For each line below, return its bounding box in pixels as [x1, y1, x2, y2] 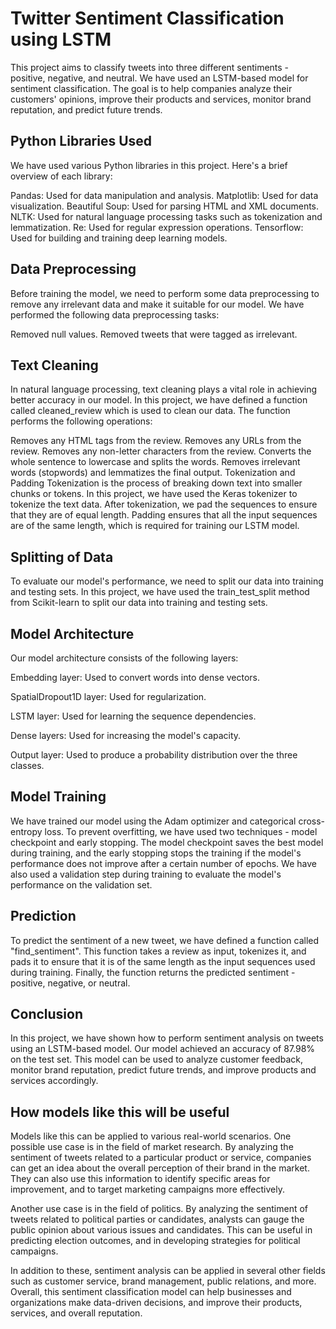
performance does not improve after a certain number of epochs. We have [10, 857, 317, 869]
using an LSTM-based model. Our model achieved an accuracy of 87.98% [10, 1043, 316, 1055]
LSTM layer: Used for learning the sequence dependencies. [10, 710, 257, 722]
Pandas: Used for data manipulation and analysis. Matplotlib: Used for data [10, 189, 319, 201]
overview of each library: [10, 170, 113, 182]
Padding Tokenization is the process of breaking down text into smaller [10, 477, 303, 489]
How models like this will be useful [10, 1103, 230, 1121]
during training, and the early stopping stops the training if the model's [10, 847, 302, 859]
